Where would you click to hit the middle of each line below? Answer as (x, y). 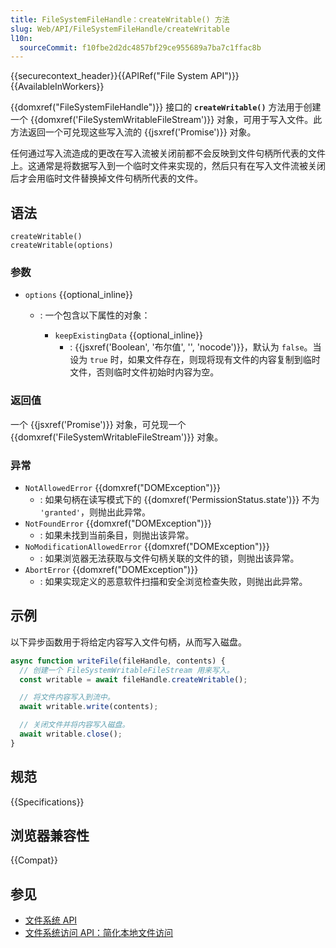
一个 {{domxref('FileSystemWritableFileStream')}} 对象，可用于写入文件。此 (166, 120)
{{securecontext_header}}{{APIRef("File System (109, 76)
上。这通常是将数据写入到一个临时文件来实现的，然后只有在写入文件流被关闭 (168, 166)
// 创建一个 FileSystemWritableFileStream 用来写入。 (127, 670)
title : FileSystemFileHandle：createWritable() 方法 (120, 19)
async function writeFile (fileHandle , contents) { (118, 661)
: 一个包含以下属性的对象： (95, 315)
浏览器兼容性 (50, 835)
